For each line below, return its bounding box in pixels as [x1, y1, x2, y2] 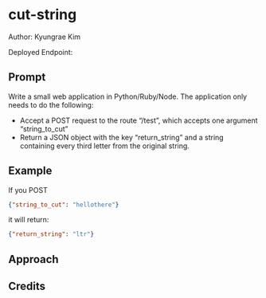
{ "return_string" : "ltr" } [8, 230, 94, 238]
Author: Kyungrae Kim [8, 32, 81, 41]
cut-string [8, 6, 77, 24]
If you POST [8, 185, 48, 194]
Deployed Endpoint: [8, 47, 73, 57]
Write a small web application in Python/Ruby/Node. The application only [8, 92, 248, 101]
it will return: [8, 215, 49, 225]
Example [8, 164, 53, 178]
